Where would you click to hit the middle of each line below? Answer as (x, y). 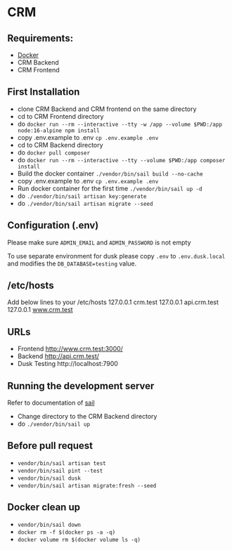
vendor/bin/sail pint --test (60, 471)
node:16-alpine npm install (58, 131)
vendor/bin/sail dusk (49, 478)
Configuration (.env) (53, 225)
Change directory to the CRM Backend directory (87, 417)
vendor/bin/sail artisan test (62, 463)
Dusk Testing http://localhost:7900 (67, 364)
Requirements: (40, 38)
